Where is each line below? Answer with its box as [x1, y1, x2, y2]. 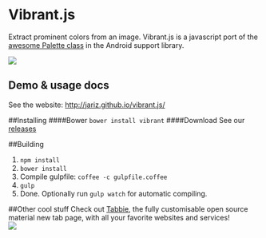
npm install [19, 156, 60, 165]
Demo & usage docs [8, 78, 109, 93]
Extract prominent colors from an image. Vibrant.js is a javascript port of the [8, 32, 258, 42]
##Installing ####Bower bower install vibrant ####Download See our [8, 115, 245, 125]
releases [8, 124, 37, 133]
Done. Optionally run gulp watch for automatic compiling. [19, 188, 208, 198]
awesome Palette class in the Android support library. [8, 40, 185, 50]
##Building [8, 139, 44, 149]
